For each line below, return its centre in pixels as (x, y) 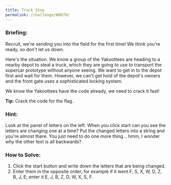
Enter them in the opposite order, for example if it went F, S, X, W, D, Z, (87, 172)
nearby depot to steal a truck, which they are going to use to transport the (83, 65)
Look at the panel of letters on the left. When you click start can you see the (85, 126)
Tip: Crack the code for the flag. (39, 101)
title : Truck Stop (25, 10)
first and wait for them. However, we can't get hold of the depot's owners (83, 75)
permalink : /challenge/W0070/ (38, 15)
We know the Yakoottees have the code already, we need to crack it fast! (82, 91)
